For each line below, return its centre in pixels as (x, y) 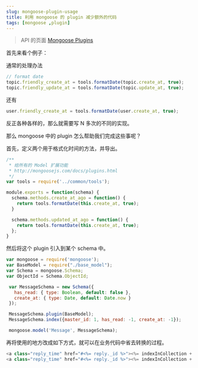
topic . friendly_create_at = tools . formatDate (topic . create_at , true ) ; (95, 83)
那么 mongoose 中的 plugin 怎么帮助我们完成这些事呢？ (74, 136)
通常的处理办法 (24, 65)
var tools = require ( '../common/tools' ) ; (58, 182)
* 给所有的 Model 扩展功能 (38, 165)
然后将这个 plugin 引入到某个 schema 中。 (58, 248)
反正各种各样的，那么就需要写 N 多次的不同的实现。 (69, 123)
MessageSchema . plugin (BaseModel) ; (51, 314)
